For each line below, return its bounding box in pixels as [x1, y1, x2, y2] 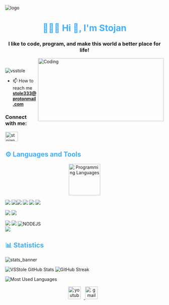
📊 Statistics [5, 241, 44, 249]
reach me [12, 85, 33, 91]
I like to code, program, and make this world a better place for [8, 40, 161, 47]
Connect [5, 114, 27, 121]
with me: [5, 120, 27, 127]
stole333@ [12, 91, 37, 97]
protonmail [12, 96, 36, 102]
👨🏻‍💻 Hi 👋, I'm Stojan [42, 23, 127, 34]
